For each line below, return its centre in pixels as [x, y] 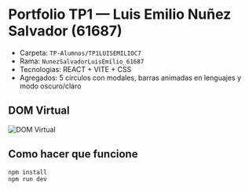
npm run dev [27, 179]
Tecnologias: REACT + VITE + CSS [75, 69]
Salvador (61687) [66, 31]
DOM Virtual [39, 111]
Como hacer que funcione [73, 154]
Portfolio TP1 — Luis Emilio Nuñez [120, 14]
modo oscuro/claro [50, 86]
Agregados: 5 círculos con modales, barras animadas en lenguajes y [130, 77]
